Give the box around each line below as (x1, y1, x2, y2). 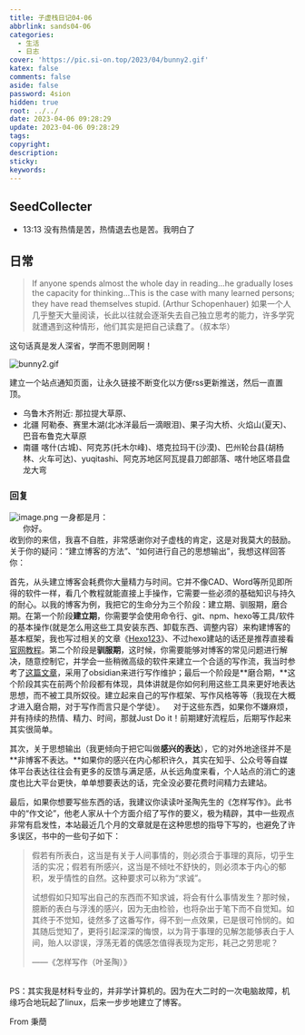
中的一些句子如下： (48, 831, 121, 842)
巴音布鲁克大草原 (22, 430, 87, 441)
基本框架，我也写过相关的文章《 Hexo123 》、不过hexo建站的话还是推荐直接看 (9, 633, 295, 645)
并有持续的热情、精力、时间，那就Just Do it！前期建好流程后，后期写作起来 (9, 713, 292, 724)
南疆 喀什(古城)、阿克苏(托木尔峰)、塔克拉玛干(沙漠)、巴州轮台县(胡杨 (22, 442, 284, 452)
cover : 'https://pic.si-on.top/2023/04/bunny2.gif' (9, 55, 209, 64)
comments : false (9, 73, 71, 82)
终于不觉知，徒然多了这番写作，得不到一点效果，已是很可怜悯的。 (39, 914, 287, 926)
